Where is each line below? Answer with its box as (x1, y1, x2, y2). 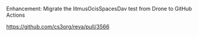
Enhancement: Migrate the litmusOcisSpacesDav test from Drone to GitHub (6, 5, 192, 12)
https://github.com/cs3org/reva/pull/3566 (6, 23, 110, 30)
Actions (6, 11, 25, 19)
